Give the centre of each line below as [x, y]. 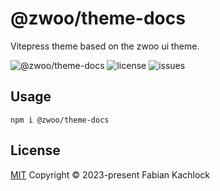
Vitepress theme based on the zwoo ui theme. [105, 46]
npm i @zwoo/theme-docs [60, 120]
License [35, 150]
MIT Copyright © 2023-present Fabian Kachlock [110, 174]
